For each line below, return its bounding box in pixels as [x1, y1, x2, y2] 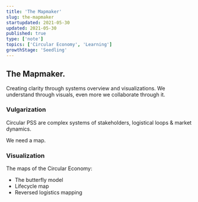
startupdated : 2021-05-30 [6, 19, 70, 25]
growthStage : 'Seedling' [6, 47, 67, 53]
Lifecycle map [14, 183, 49, 190]
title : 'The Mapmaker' [6, 8, 62, 15]
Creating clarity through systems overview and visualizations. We [6, 84, 165, 92]
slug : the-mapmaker [6, 14, 54, 20]
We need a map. [6, 136, 46, 144]
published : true [6, 31, 46, 37]
